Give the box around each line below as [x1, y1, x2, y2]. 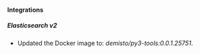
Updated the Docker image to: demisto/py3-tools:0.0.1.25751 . [17, 39, 194, 47]
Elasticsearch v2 [7, 21, 57, 30]
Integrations [7, 6, 44, 14]
